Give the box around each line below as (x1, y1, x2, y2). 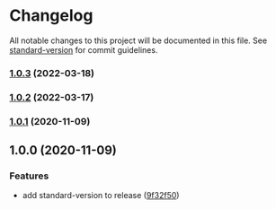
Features (9, 170, 49, 182)
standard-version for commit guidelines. (9, 44, 158, 55)
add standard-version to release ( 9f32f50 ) (22, 190, 180, 201)
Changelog (9, 5, 93, 26)
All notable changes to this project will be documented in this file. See (9, 35, 268, 46)
